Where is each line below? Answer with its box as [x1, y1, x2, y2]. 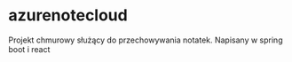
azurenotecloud [8, 5, 128, 26]
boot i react [8, 43, 51, 54]
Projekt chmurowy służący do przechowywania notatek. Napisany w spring [8, 35, 283, 45]
